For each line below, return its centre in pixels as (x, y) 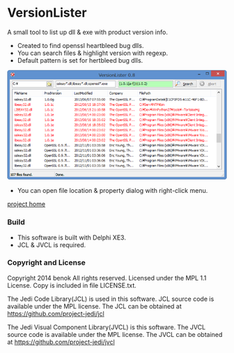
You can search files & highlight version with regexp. (93, 53)
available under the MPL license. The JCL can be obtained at (95, 306)
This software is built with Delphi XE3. (72, 237)
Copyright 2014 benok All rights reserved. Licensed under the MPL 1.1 (107, 278)
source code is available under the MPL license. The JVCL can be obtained (115, 334)
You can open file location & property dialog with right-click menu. (112, 191)
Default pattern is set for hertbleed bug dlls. (80, 60)
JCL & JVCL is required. (52, 244)
